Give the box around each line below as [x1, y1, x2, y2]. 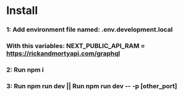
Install [6, 4, 38, 18]
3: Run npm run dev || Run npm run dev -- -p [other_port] [6, 81, 178, 90]
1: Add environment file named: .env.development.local [6, 26, 173, 34]
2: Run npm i [6, 65, 44, 74]
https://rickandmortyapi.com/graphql [6, 49, 121, 58]
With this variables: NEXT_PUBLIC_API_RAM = [6, 42, 145, 50]
